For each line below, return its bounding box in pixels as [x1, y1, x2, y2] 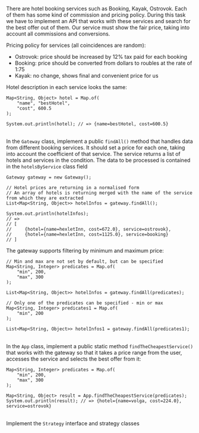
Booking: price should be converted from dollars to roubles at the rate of [14, 59, 192, 66]
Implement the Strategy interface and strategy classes [6, 420, 140, 426]
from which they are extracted [6, 195, 84, 201]
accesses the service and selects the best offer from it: [6, 355, 141, 362]
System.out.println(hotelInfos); [6, 211, 89, 216]
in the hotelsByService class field [6, 163, 88, 170]
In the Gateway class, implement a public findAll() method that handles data [6, 138, 193, 145]
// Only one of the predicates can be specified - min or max [6, 300, 163, 306]
